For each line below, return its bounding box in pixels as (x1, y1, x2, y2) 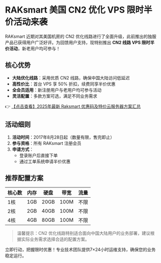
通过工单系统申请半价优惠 (19, 158, 71, 164)
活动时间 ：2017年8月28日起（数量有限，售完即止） (12, 134, 115, 140)
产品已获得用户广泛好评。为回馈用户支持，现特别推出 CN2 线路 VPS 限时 (5, 39, 150, 45)
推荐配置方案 (5, 174, 44, 182)
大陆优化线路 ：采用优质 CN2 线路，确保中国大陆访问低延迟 (12, 75, 130, 80)
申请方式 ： (12, 146, 34, 152)
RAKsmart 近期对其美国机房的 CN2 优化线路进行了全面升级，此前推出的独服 (5, 33, 157, 39)
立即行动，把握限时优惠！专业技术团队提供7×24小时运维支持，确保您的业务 (5, 247, 156, 252)
